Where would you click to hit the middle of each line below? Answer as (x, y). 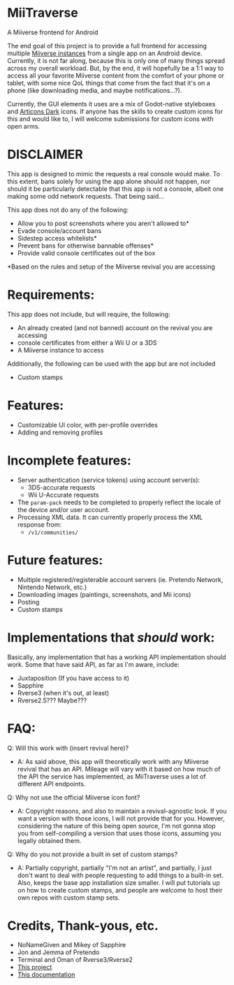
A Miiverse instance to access (60, 350)
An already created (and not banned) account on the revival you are (115, 327)
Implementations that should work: (111, 637)
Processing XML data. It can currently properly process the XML (110, 517)
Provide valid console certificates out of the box (86, 253)
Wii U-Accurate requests (63, 495)
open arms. (24, 126)
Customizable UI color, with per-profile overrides (88, 425)
